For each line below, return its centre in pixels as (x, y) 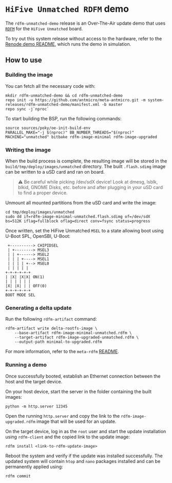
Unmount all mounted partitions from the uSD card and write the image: (81, 202)
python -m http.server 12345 (36, 406)
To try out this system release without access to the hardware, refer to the (84, 39)
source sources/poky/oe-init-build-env (48, 128)
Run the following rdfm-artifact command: (51, 319)
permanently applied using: (34, 467)
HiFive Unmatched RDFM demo (67, 9)
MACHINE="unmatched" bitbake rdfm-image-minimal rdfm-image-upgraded (81, 137)
